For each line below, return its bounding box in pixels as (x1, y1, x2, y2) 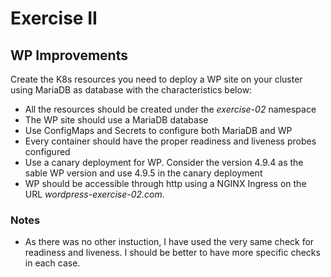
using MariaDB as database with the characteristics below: (10, 84, 253, 96)
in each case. (24, 257, 81, 269)
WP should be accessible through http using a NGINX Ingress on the (24, 178, 307, 189)
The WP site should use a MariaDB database (24, 114, 209, 126)
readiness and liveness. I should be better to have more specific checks (24, 247, 321, 259)
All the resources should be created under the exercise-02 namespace (24, 103, 317, 115)
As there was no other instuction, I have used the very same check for (24, 236, 315, 248)
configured (24, 146, 71, 157)
